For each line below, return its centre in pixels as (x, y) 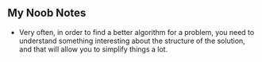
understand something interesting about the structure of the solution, (132, 41)
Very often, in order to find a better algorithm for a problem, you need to (137, 32)
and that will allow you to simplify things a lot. (93, 49)
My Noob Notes (47, 13)
